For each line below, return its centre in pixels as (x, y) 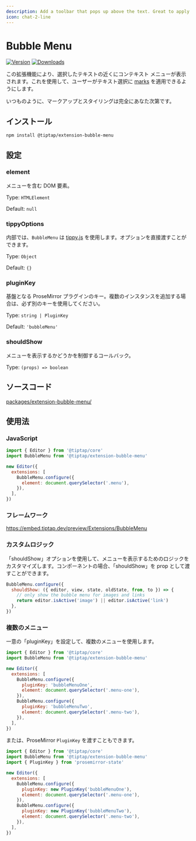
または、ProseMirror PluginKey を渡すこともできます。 (72, 740)
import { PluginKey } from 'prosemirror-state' (65, 763)
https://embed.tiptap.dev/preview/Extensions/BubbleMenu (77, 528)
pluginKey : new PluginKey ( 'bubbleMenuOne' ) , (77, 789)
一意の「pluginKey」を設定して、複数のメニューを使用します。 (82, 641)
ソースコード (29, 387)
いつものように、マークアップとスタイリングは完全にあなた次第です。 (90, 101)
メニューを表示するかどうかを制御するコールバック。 (70, 355)
